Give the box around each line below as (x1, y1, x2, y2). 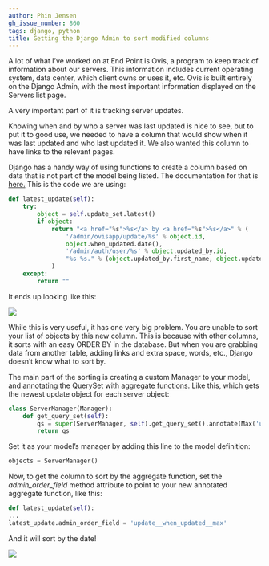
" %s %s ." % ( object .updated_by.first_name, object (65, 254, 239, 263)
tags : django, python (8, 26, 81, 35)
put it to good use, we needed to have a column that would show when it (8, 130, 248, 140)
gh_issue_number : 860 (8, 19, 81, 27)
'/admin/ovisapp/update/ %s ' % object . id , (65, 232, 206, 241)
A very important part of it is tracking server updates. (8, 106, 184, 116)
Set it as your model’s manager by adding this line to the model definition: (8, 442, 251, 451)
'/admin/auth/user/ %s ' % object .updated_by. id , (65, 247, 227, 255)
